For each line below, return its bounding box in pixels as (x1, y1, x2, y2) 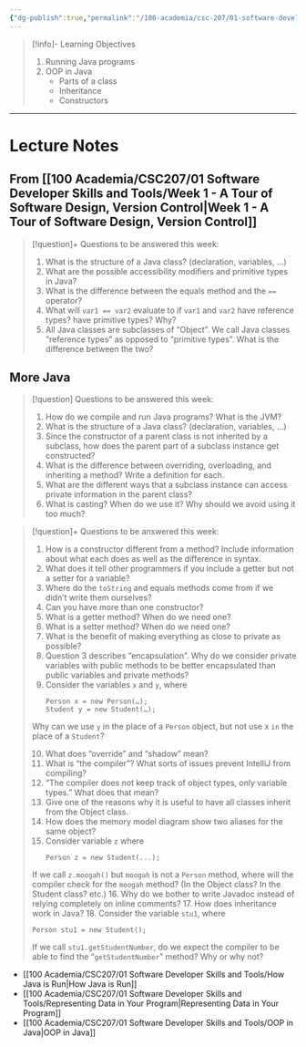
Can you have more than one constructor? (45, 602, 204, 613)
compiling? (45, 768, 87, 779)
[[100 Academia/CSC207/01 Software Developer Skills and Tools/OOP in (22, 1018, 294, 1029)
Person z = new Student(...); (45, 854, 161, 863)
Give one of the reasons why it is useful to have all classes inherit (45, 797, 291, 808)
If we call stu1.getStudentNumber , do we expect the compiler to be (31, 941, 280, 953)
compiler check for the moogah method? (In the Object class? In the (31, 879, 281, 890)
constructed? (45, 451, 96, 461)
